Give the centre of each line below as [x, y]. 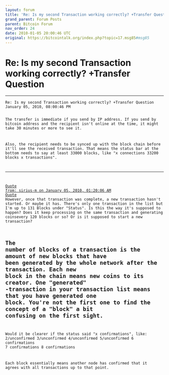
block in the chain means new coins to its [75, 276]
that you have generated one [51, 296]
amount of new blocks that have [56, 256]
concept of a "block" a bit [49, 309]
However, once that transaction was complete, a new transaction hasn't [83, 199]
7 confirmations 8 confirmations [40, 347]
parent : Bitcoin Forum [29, 24]
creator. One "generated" [46, 282]
